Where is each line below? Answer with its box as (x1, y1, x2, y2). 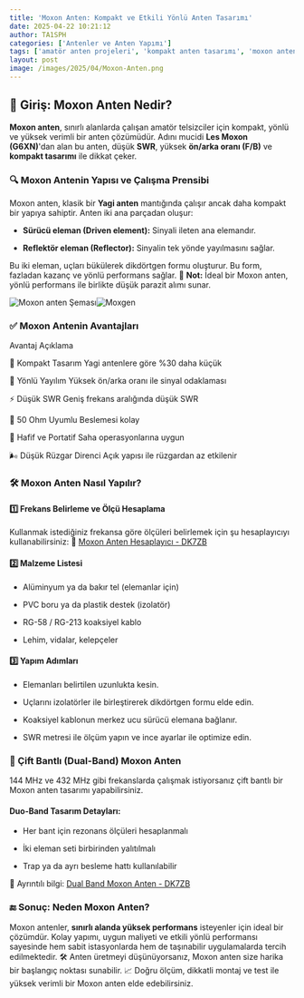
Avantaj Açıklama (9, 340, 74, 351)
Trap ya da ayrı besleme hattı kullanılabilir (22, 861, 178, 872)
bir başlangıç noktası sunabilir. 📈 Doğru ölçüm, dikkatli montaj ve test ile (9, 964, 280, 975)
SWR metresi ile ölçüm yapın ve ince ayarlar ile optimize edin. (22, 731, 252, 742)
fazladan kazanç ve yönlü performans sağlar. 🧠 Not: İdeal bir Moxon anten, (9, 269, 289, 280)
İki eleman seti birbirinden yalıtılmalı (22, 843, 157, 854)
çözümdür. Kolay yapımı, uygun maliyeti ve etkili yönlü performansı (9, 931, 258, 942)
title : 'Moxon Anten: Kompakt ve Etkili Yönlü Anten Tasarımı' (9, 13, 253, 23)
